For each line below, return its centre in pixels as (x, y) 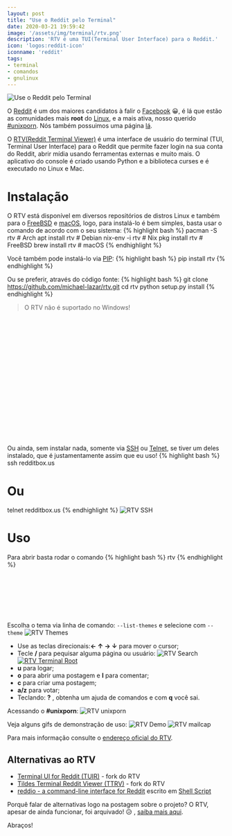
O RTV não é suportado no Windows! (77, 308)
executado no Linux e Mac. (46, 169)
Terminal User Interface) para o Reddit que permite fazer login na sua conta (115, 147)
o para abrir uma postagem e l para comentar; (83, 675)
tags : (15, 59)
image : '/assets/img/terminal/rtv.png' (65, 33)
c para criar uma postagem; (57, 683)
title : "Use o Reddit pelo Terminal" (62, 20)
